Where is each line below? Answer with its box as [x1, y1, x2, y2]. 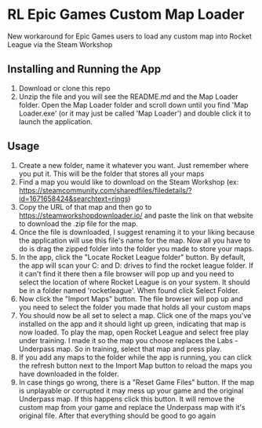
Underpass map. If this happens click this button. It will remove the [18, 394, 235, 404]
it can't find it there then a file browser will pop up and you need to [18, 269, 235, 278]
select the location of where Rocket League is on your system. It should [18, 277, 250, 287]
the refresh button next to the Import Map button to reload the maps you [18, 360, 253, 370]
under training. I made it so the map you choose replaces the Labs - [18, 335, 238, 345]
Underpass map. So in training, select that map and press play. [18, 344, 222, 353]
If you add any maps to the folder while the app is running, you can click [18, 352, 253, 362]
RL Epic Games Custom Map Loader [7, 5, 245, 24]
